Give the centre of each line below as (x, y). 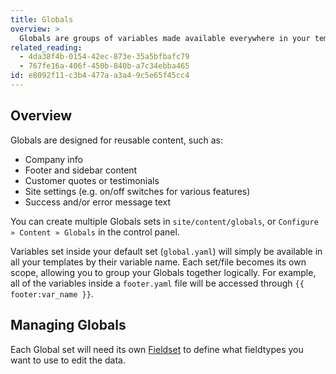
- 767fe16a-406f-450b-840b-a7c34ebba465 (104, 66)
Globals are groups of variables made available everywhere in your (165, 38)
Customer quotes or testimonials (92, 180)
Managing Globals (68, 325)
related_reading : (46, 47)
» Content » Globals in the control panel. (95, 232)
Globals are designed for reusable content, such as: (116, 140)
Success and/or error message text (98, 202)
